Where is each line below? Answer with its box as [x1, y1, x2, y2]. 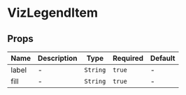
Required [113, 54, 144, 63]
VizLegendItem [7, 5, 98, 21]
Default [150, 54, 176, 63]
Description [37, 54, 78, 63]
